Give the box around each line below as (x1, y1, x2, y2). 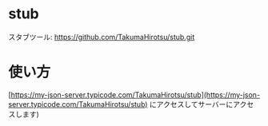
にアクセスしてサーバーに (149, 99, 234, 108)
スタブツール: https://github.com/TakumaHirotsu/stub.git (8, 32, 195, 41)
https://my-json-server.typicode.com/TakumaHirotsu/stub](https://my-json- (10, 89, 261, 100)
